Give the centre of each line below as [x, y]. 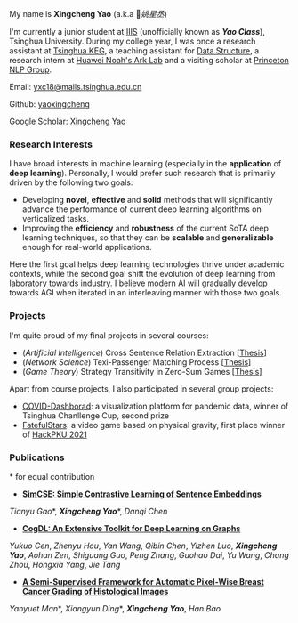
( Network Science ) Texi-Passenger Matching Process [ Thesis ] [137, 362]
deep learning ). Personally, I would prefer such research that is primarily [142, 174]
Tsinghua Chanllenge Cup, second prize [96, 415]
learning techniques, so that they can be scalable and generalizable [148, 238]
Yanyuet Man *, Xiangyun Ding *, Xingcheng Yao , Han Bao [115, 608]
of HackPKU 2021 [54, 434]
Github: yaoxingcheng [50, 104]
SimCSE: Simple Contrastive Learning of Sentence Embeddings [142, 494]
